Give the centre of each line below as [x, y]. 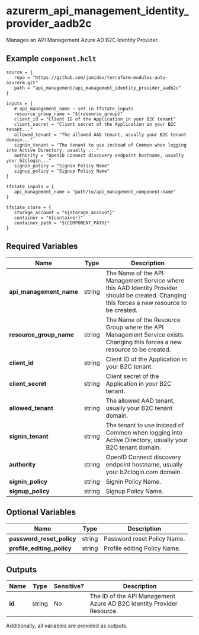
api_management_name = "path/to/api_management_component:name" [95, 192]
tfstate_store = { [29, 207]
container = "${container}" [49, 218]
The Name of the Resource [143, 320]
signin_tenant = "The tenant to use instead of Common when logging [100, 145]
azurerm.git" [22, 82]
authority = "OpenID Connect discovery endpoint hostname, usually [99, 155]
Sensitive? [69, 586]
